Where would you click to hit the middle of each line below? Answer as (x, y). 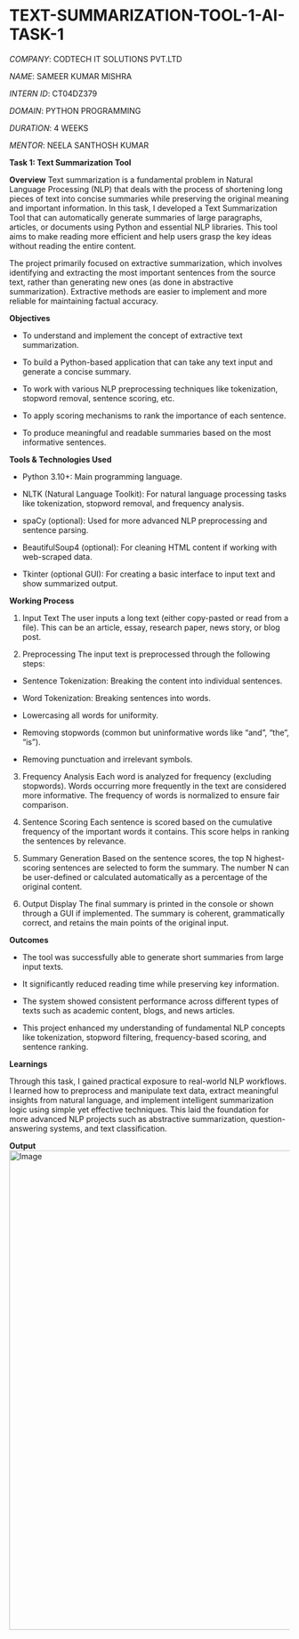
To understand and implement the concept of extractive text (132, 335)
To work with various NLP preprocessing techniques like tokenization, (150, 389)
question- (268, 1118)
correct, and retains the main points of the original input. (125, 923)
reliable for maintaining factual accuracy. (84, 301)
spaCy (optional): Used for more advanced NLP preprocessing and (145, 521)
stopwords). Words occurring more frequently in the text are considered (154, 786)
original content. (52, 886)
